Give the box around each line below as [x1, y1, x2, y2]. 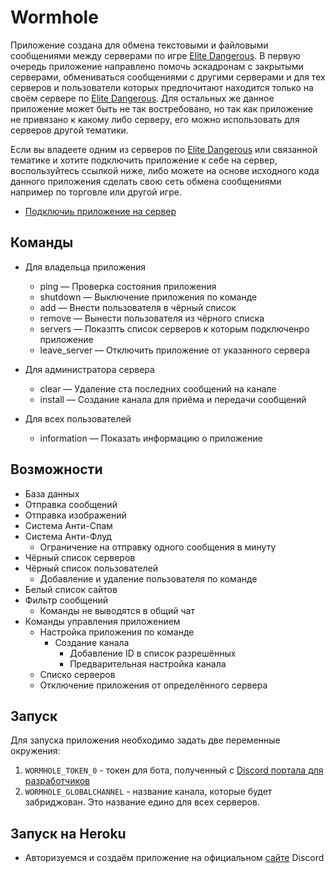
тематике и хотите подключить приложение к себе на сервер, [10, 154, 278, 166]
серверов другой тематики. [10, 124, 129, 136]
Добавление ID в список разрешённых [69, 647, 237, 659]
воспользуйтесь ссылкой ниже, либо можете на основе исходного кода [10, 164, 320, 176]
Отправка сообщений [24, 498, 118, 510]
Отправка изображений [24, 509, 127, 521]
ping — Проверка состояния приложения [39, 280, 217, 292]
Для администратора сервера [24, 363, 155, 375]
